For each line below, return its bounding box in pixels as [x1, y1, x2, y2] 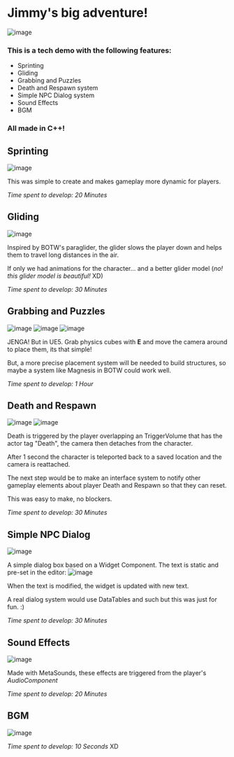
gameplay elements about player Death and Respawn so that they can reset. [7, 481, 227, 490]
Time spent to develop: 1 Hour [7, 379, 94, 388]
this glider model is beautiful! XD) [7, 271, 103, 280]
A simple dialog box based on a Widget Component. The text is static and [7, 561, 219, 569]
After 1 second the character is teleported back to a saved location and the [7, 453, 222, 461]
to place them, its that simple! [7, 345, 92, 353]
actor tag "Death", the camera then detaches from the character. [7, 439, 193, 448]
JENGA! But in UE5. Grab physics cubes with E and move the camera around [7, 337, 228, 346]
